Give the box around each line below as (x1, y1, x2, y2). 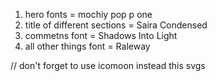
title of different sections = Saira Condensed (24, 19, 208, 31)
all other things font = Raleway (24, 40, 151, 52)
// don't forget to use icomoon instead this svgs (10, 60, 206, 71)
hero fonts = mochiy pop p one (24, 9, 153, 20)
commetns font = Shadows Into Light (24, 30, 178, 41)
